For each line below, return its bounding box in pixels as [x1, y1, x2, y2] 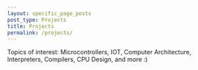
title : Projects [7, 23, 54, 30]
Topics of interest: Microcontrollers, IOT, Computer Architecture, [7, 48, 192, 56]
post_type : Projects [7, 16, 67, 23]
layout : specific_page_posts [7, 10, 92, 17]
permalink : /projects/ [7, 29, 73, 36]
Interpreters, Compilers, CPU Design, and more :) [7, 56, 148, 64]
